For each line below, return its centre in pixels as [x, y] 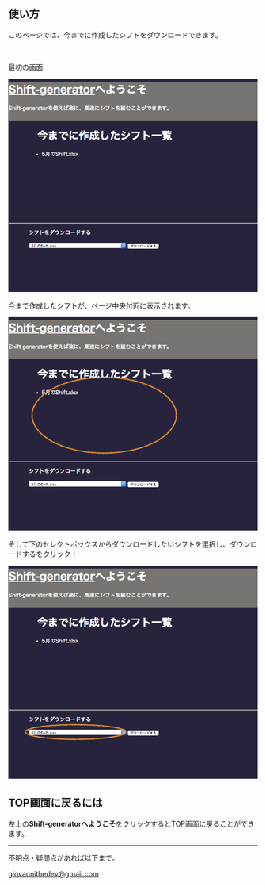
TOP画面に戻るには [55, 803]
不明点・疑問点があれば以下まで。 [64, 857]
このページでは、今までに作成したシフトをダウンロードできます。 [116, 35]
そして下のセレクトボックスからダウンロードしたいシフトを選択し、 [119, 544]
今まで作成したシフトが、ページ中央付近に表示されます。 [102, 305]
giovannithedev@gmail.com [53, 873]
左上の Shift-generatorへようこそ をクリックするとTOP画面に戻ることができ [131, 823]
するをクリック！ [49, 554]
